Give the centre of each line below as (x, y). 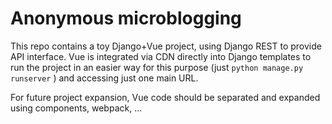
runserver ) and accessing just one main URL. (104, 78)
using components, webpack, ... (76, 108)
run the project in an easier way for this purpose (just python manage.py (157, 67)
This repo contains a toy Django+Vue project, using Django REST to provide (166, 46)
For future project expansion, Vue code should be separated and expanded (165, 97)
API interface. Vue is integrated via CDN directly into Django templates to (161, 56)
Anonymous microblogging (126, 18)
